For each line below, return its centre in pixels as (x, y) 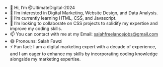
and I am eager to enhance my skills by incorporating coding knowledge (84, 54)
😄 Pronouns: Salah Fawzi (36, 41)
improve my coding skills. (36, 29)
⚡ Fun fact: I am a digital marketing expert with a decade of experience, (83, 47)
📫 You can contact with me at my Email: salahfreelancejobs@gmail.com (84, 34)
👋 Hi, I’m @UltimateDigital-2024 (42, 8)
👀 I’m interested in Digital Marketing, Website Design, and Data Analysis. (84, 13)
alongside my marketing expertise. (45, 59)
